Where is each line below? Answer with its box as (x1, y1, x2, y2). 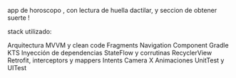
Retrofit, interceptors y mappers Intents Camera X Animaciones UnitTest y (7, 56, 225, 65)
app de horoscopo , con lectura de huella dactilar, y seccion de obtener (7, 6, 217, 14)
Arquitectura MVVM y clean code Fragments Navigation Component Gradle (7, 41, 230, 49)
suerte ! (7, 13, 30, 22)
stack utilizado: (7, 28, 52, 35)
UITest (7, 64, 27, 72)
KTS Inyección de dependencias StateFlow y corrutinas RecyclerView (7, 49, 212, 57)
